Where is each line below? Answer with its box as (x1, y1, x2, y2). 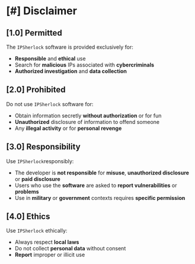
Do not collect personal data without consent (14, 245, 126, 252)
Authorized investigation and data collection (14, 68, 127, 75)
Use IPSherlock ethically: (6, 227, 68, 234)
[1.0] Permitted (6, 28, 62, 38)
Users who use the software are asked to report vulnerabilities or (14, 182, 177, 189)
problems (14, 188, 40, 195)
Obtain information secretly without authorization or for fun (14, 112, 162, 119)
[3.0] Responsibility (6, 142, 81, 152)
